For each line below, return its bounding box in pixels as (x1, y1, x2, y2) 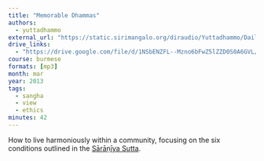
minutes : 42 (8, 114, 47, 122)
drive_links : (8, 41, 51, 49)
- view (15, 99, 37, 107)
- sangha (15, 92, 44, 100)
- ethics (15, 107, 44, 115)
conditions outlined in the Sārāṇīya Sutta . (8, 143, 141, 153)
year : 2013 (8, 77, 44, 85)
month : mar (8, 70, 44, 78)
